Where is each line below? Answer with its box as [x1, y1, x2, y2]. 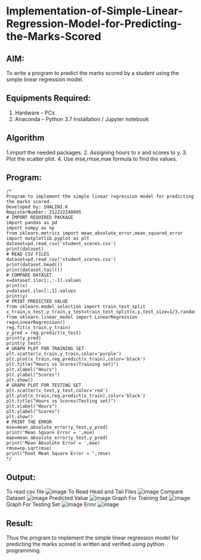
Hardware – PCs [14, 109, 55, 116]
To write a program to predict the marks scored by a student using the [6, 70, 179, 76]
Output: [6, 472, 36, 482]
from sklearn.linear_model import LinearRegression [6, 314, 138, 320]
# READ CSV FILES [6, 251, 50, 257]
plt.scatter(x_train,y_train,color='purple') [6, 351, 121, 357]
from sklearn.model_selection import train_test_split [6, 304, 146, 310]
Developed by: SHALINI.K [6, 204, 68, 210]
